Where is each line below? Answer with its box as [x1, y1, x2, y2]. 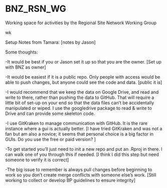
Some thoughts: [5, 49, 39, 55]
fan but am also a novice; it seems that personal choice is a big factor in [5, 131, 154, 137]
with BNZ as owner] [5, 64, 46, 70]
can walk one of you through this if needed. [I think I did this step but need [5, 151, 159, 157]
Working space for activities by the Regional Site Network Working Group [5, 20, 157, 26]
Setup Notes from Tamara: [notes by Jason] [5, 39, 96, 45]
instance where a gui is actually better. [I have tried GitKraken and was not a [5, 126, 162, 132]
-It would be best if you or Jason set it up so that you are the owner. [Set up [5, 58, 162, 65]
